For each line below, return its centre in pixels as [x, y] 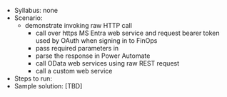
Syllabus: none [36, 10]
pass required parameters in [77, 48]
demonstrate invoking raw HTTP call [78, 25]
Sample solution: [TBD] [48, 86]
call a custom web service [74, 71]
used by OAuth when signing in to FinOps [96, 41]
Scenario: [28, 18]
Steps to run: [33, 78]
